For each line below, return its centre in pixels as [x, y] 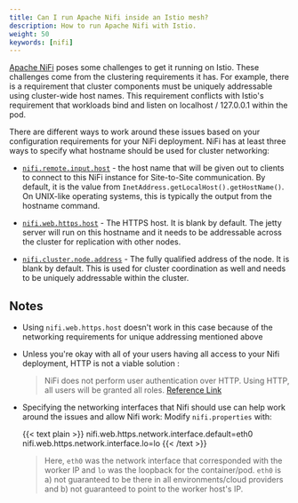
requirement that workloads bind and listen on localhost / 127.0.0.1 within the [149, 105]
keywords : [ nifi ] [41, 42]
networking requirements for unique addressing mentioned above [142, 337]
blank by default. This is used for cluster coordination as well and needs [154, 268]
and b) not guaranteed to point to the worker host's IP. [144, 489]
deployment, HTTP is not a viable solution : [101, 363]
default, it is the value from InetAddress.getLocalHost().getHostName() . [153, 187]
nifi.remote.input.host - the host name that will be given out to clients [153, 168]
